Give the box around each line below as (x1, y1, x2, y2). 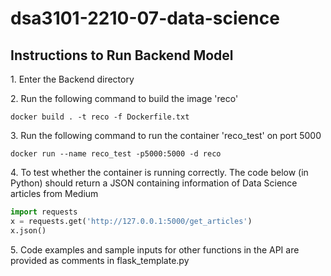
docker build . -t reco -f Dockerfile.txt (10, 112, 190, 122)
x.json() (10, 225, 47, 236)
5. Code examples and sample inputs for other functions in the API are (10, 243, 300, 256)
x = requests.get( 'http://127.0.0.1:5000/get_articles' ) (10, 216, 253, 226)
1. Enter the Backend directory (10, 73, 135, 85)
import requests (10, 207, 78, 217)
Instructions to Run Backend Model (10, 47, 234, 64)
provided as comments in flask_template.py (10, 254, 190, 266)
